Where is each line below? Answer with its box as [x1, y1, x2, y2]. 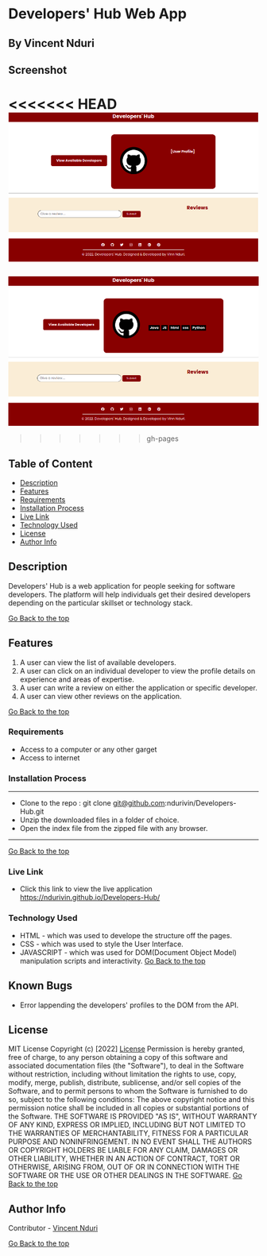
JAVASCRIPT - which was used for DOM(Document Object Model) [19, 947, 237, 957]
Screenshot [8, 63, 68, 76]
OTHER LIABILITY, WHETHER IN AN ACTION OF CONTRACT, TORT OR [8, 1154, 240, 1164]
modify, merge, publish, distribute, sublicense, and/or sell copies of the [8, 1078, 242, 1088]
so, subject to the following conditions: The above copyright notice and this [8, 1095, 255, 1104]
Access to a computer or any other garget [19, 744, 157, 754]
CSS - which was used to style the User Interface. [19, 939, 184, 949]
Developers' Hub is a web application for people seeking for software [8, 581, 236, 590]
